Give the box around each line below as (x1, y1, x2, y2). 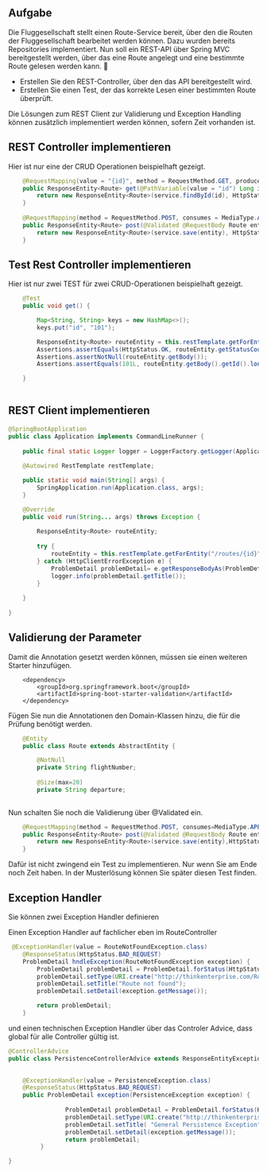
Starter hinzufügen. (8, 660, 72, 670)
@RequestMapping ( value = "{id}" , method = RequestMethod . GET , (22, 177, 233, 185)
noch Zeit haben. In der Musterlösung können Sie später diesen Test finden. (8, 868, 257, 878)
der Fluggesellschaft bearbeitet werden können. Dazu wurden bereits (8, 36, 236, 45)
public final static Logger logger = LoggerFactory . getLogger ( (22, 447, 237, 456)
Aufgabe (8, 6, 52, 20)
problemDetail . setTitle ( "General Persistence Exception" (64, 1120, 261, 1128)
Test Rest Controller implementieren (8, 258, 192, 271)
